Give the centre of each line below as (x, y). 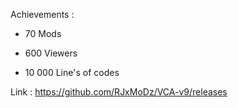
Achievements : (42, 14)
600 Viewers (51, 53)
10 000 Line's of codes (72, 72)
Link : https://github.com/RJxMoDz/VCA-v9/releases (119, 92)
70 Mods (43, 33)
